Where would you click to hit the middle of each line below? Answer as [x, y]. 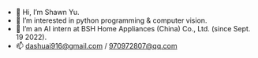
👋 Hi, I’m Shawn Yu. [48, 12]
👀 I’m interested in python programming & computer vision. [111, 20]
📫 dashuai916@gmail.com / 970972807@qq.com [96, 46]
